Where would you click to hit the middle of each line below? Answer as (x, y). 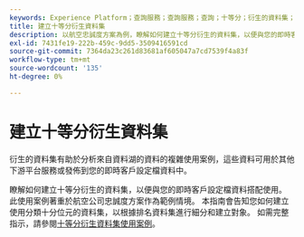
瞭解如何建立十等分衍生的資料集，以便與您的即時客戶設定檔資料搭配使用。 (148, 189)
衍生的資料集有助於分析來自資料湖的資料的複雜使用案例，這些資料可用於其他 (152, 158)
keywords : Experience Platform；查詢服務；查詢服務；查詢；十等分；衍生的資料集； (152, 18)
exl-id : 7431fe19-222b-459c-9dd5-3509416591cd (99, 43)
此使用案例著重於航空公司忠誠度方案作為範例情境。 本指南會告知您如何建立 (149, 201)
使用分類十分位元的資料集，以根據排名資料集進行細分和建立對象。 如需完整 (149, 212)
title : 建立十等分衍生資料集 (57, 26)
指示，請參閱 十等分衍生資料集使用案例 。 (85, 223)
